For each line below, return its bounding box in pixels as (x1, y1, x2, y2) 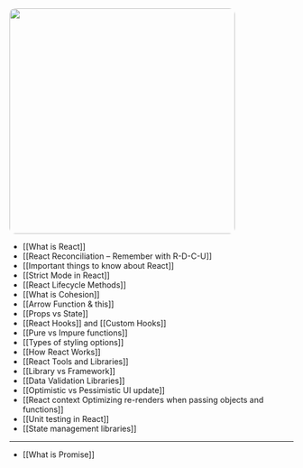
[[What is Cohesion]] (22, 289, 100, 299)
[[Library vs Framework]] (22, 366, 115, 376)
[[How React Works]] (22, 346, 101, 357)
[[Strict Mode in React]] (22, 270, 110, 280)
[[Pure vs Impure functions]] (22, 327, 128, 338)
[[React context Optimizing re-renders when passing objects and (22, 395, 264, 405)
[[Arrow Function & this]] (22, 298, 115, 309)
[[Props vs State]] (22, 308, 88, 318)
